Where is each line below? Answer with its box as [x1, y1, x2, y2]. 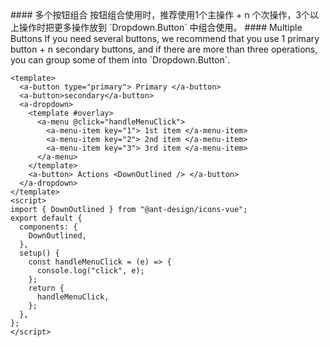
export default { [10, 213, 83, 223]
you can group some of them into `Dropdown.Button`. [10, 54, 231, 66]
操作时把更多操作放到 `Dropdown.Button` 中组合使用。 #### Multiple [18, 22, 303, 33]
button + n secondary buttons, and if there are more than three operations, [10, 43, 318, 55]
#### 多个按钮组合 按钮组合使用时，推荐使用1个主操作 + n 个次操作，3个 [10, 9, 311, 21]
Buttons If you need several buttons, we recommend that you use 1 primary [10, 33, 320, 44]
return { [28, 283, 65, 293]
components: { [19, 222, 78, 232]
